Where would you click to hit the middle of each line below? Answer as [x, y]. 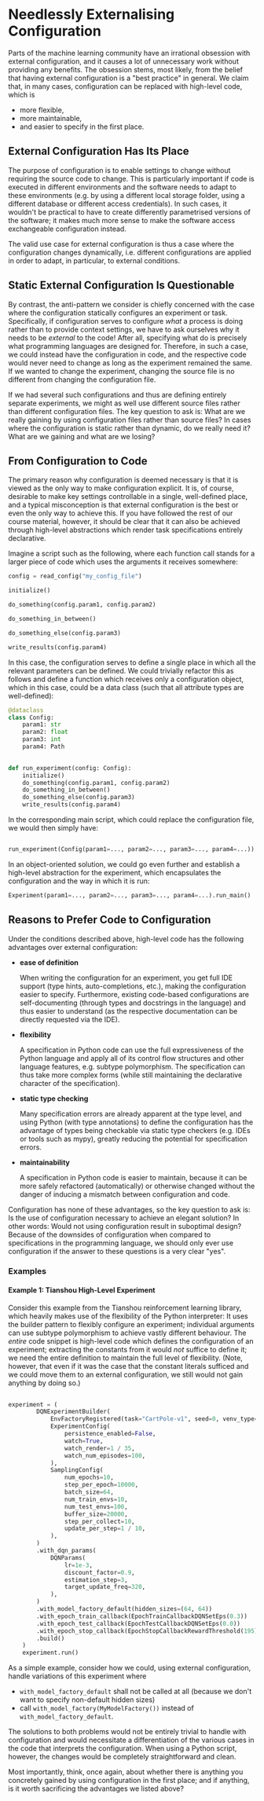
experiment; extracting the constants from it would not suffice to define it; [128, 1349]
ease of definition [49, 962]
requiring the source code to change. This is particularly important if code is [131, 178]
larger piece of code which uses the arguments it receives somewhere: [123, 562]
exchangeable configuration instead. [68, 229]
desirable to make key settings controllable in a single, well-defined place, [128, 497]
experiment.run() [51, 1653]
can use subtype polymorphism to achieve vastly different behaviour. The [127, 1333]
